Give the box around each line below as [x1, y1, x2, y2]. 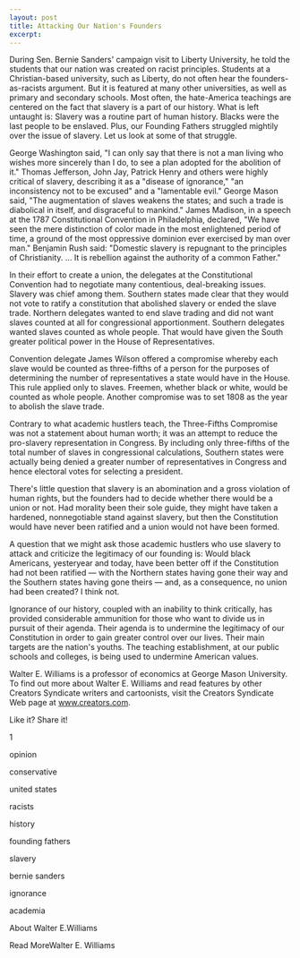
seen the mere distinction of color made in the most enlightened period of [9, 224, 282, 235]
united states [9, 784, 57, 795]
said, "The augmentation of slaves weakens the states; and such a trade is [9, 195, 284, 206]
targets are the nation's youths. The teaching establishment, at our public [9, 642, 280, 653]
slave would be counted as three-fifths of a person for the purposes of [9, 364, 270, 374]
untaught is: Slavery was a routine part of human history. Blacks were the [9, 111, 279, 122]
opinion [9, 749, 38, 760]
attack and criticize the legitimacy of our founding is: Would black [9, 548, 251, 560]
